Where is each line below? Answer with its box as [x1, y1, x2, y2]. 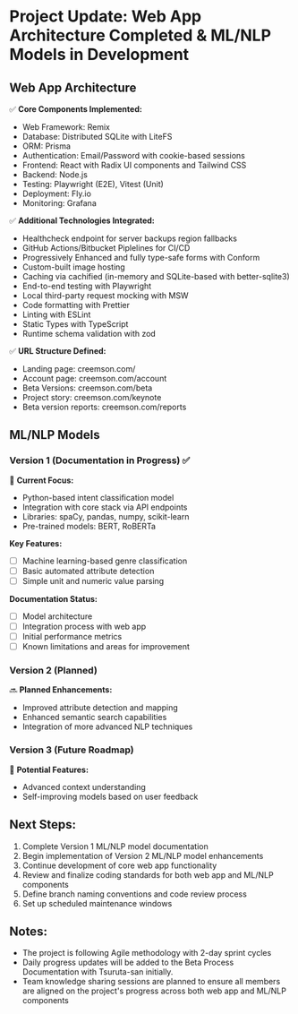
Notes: [9, 924, 47, 939]
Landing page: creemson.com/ [21, 364, 136, 374]
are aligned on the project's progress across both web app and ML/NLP [21, 985, 286, 996]
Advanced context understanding [21, 781, 146, 792]
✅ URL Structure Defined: [9, 346, 106, 356]
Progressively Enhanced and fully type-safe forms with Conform [21, 253, 260, 262]
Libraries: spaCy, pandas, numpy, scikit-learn [21, 511, 190, 521]
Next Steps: [9, 817, 76, 832]
